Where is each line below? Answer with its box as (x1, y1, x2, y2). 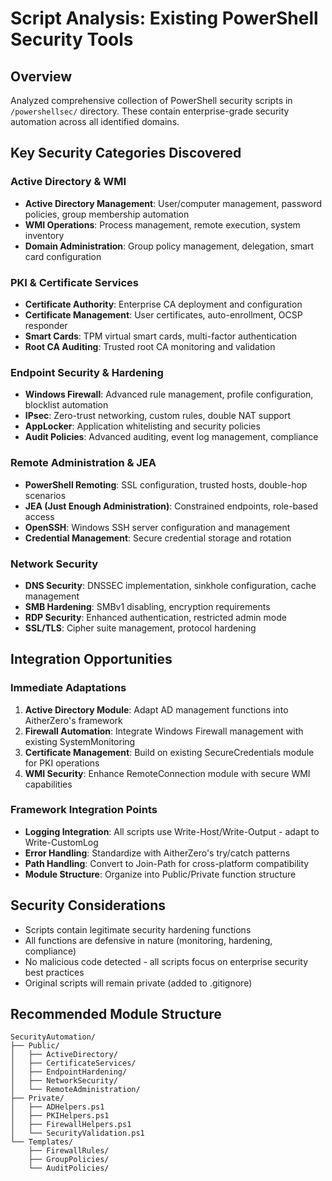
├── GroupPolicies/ (28, 1155, 110, 1165)
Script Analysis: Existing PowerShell (10, 7, 319, 30)
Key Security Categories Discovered (10, 145, 242, 162)
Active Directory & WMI (10, 175, 127, 189)
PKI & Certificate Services (10, 275, 139, 289)
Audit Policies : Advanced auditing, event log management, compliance (24, 431, 319, 443)
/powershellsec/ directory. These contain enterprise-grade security (10, 105, 290, 117)
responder (24, 319, 68, 331)
